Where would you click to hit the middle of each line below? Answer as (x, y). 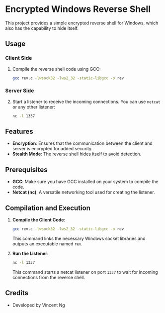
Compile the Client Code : (39, 220)
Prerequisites (26, 169)
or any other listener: (34, 107)
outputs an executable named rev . (47, 244)
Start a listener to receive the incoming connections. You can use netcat (86, 102)
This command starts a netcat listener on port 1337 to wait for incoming (85, 272)
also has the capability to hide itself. (42, 28)
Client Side (19, 58)
